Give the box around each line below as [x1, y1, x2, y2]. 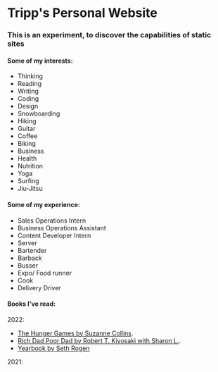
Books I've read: [7, 299, 56, 308]
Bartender [17, 246, 47, 254]
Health [17, 154, 37, 163]
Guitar [17, 125, 36, 133]
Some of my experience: [7, 200, 81, 209]
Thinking [17, 72, 44, 80]
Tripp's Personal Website [7, 5, 158, 21]
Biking [17, 139, 37, 148]
